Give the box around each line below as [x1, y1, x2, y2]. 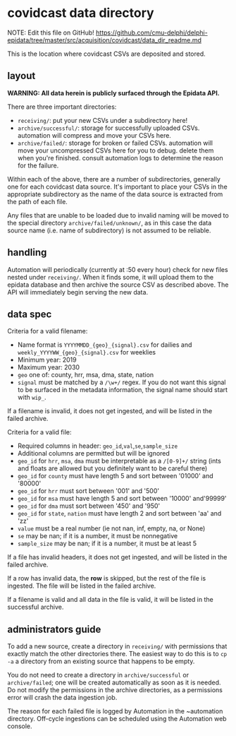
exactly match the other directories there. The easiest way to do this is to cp [7, 650, 228, 658]
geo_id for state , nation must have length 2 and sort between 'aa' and [17, 509, 222, 518]
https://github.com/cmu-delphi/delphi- [96, 28, 208, 37]
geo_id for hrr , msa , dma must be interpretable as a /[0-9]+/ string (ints [17, 457, 222, 465]
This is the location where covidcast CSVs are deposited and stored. [7, 49, 206, 58]
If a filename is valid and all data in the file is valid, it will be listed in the [7, 595, 213, 604]
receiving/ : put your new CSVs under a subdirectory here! [17, 116, 188, 124]
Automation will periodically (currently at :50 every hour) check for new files [7, 265, 228, 273]
